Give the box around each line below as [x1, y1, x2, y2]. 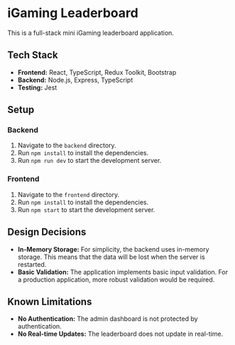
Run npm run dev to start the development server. [17, 156, 162, 165]
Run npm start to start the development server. [17, 205, 155, 214]
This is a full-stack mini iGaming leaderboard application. [7, 28, 174, 37]
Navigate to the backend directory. [17, 141, 116, 150]
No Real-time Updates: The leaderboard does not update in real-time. [17, 329, 224, 339]
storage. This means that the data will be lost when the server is [17, 253, 205, 261]
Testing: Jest [17, 83, 58, 92]
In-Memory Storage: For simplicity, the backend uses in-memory [17, 245, 209, 253]
